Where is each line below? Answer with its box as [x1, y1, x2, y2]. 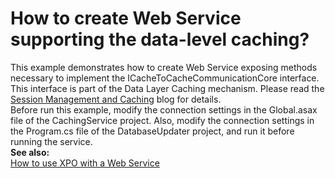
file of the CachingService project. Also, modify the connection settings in [10, 114, 315, 126]
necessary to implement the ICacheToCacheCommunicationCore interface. [10, 72, 320, 84]
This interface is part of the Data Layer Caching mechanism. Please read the [10, 82, 325, 94]
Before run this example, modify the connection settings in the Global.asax [10, 103, 318, 116]
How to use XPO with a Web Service [10, 157, 160, 169]
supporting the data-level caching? [10, 28, 310, 51]
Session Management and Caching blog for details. [10, 93, 222, 105]
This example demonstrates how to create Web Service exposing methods [10, 61, 318, 73]
